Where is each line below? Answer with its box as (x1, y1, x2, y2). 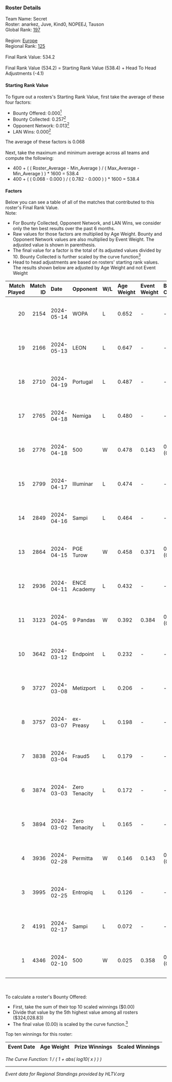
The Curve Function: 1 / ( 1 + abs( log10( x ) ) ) (5, 1056, 102, 1062)
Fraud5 (72, 752, 90, 759)
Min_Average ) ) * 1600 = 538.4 (12, 171, 79, 177)
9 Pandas (72, 616, 96, 623)
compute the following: (5, 155, 54, 161)
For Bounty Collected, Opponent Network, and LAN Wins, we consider (12, 220, 161, 226)
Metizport (72, 684, 96, 692)
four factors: (5, 99, 32, 105)
